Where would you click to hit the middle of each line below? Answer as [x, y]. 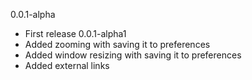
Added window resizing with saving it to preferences [133, 55]
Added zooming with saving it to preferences [117, 44]
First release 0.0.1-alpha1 [75, 33]
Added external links [67, 65]
